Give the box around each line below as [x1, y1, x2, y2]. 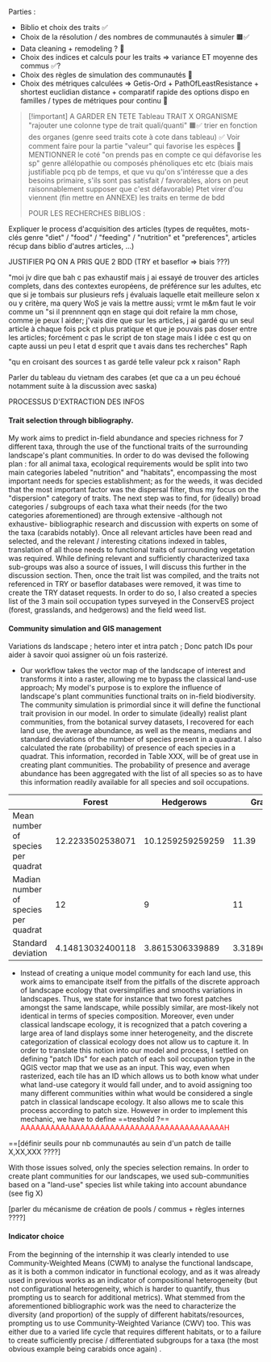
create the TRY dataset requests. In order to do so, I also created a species [8, 588, 257, 597]
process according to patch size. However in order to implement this [19, 1106, 248, 1115]
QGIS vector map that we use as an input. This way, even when [19, 1063, 231, 1073]
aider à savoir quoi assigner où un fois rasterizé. [8, 650, 169, 660]
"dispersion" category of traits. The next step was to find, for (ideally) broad [8, 493, 261, 504]
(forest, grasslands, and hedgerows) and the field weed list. [8, 605, 206, 615]
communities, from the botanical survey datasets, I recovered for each [19, 717, 254, 727]
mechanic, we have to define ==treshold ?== [19, 1115, 170, 1124]
